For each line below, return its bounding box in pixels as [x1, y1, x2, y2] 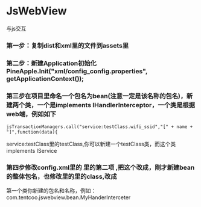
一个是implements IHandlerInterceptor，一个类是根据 [37, 100, 195, 109]
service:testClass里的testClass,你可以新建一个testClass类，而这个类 [6, 140, 176, 148]
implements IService [6, 147, 57, 155]
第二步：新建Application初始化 [6, 59, 97, 67]
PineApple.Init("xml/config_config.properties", [6, 67, 148, 75]
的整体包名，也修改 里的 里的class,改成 [6, 173, 117, 181]
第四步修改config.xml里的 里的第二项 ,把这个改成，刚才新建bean [6, 164, 195, 171]
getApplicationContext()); [6, 74, 85, 82]
